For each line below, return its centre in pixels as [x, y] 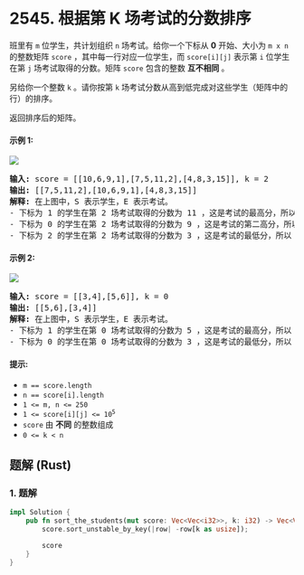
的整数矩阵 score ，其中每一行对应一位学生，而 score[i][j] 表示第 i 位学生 [150, 56]
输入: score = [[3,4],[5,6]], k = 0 [89, 297]
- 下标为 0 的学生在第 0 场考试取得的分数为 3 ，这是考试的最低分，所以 [151, 342]
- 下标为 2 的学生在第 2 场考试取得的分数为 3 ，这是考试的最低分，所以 [151, 236]
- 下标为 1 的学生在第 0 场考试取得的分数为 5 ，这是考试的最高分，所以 [151, 330]
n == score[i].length [63, 395]
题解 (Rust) [41, 465]
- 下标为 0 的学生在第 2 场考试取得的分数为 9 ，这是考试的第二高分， [147, 224]
